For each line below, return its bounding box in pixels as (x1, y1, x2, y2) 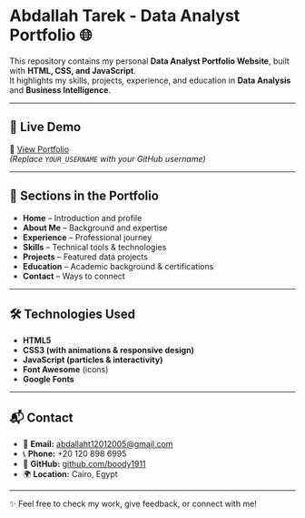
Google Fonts (22, 374, 74, 385)
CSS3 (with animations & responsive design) (22, 345, 195, 356)
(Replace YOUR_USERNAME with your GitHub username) (9, 153, 206, 164)
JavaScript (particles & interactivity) (22, 354, 163, 365)
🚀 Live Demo (9, 119, 82, 135)
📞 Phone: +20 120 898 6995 (22, 448, 127, 460)
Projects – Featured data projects (22, 251, 148, 262)
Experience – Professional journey (22, 231, 152, 242)
